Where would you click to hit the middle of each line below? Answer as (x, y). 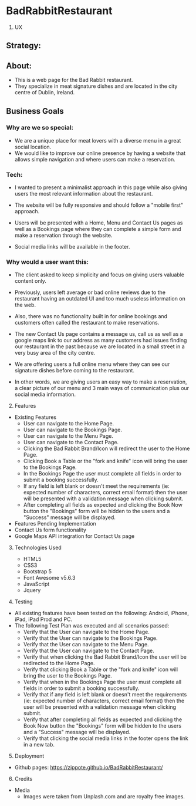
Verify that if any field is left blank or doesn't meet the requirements (105, 695)
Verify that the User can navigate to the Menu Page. (86, 645)
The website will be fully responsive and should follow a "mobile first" (99, 205)
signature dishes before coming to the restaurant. (75, 371)
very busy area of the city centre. (55, 353)
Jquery (32, 590)
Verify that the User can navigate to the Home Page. (86, 632)
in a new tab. (39, 745)
